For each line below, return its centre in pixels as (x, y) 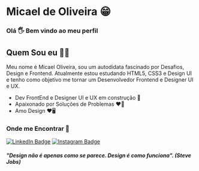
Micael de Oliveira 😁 (58, 12)
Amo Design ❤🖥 (35, 110)
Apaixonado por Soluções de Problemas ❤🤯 (70, 104)
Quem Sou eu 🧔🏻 (38, 52)
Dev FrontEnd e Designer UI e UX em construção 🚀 (78, 97)
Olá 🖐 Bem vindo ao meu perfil (52, 31)
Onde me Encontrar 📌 (38, 128)
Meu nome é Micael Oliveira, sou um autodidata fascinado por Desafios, (95, 67)
